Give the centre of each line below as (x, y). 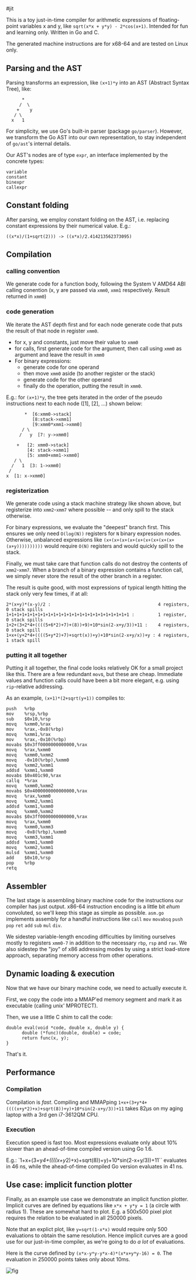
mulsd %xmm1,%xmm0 (30, 853)
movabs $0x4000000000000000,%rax (47, 791)
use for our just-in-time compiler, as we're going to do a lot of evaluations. (96, 1241)
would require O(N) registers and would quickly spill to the (114, 546)
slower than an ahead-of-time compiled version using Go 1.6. (80, 1148)
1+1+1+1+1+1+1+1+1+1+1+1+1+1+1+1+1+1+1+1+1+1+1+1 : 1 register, (97, 614)
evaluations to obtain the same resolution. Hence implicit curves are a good (97, 1235)
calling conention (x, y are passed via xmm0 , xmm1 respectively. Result (88, 290)
